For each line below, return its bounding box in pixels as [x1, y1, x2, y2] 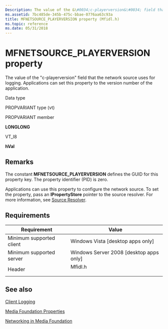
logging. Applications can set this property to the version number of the [5, 80, 152, 86]
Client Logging [5, 298, 35, 304]
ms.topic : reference [5, 21, 48, 26]
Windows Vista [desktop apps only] [70, 237, 154, 244]
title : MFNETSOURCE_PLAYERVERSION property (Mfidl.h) [5, 16, 120, 21]
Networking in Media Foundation [5, 318, 72, 324]
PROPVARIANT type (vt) [5, 104, 55, 110]
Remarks [5, 158, 34, 166]
